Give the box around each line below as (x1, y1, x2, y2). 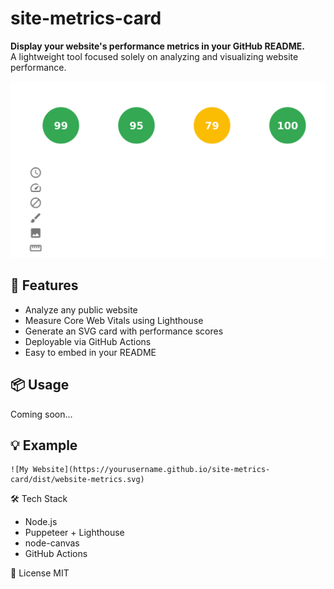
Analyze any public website (24, 303, 138, 316)
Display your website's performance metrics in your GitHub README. (10, 40, 305, 52)
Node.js (24, 516, 58, 528)
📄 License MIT (10, 567, 70, 579)
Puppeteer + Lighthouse (24, 527, 125, 539)
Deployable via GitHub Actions (24, 335, 152, 347)
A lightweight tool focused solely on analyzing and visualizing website (10, 50, 299, 62)
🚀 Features (10, 277, 79, 294)
